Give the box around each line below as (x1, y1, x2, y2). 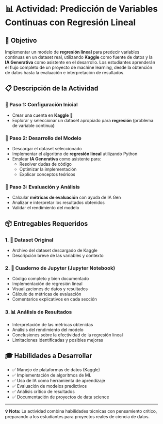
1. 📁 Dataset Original (5, 236, 53, 243)
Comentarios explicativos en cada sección (12, 296, 97, 302)
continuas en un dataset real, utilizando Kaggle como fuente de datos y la (5, 54, 153, 60)
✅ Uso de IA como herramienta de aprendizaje (12, 378, 106, 384)
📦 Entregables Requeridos (5, 220, 88, 228)
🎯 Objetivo (5, 36, 37, 45)
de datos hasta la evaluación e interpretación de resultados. (5, 70, 125, 75)
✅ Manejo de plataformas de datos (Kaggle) (12, 367, 100, 373)
